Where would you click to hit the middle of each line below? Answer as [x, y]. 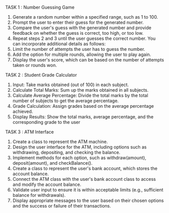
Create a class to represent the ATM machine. [60, 141]
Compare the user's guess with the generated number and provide [82, 28]
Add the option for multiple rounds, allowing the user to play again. [82, 54]
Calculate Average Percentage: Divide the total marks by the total [80, 95]
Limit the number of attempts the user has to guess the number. [79, 49]
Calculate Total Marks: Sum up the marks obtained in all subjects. [80, 90]
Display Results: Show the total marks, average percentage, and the [83, 117]
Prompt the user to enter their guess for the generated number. [78, 22]
